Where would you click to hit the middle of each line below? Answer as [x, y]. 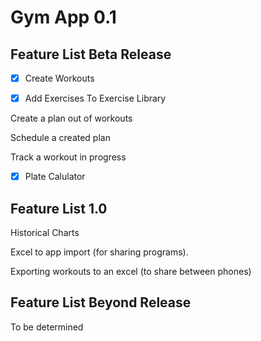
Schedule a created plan [60, 138]
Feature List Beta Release [91, 54]
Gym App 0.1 [63, 17]
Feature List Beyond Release [101, 302]
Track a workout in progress [68, 157]
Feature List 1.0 [59, 208]
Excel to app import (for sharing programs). [99, 252]
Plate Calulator [55, 177]
